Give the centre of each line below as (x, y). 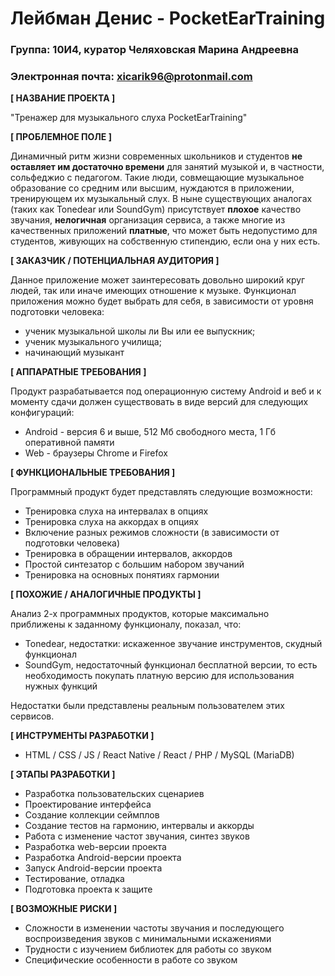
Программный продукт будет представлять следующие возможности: (161, 492)
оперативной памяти (69, 443)
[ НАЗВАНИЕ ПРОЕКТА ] (63, 98)
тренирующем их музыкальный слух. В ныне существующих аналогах (161, 199)
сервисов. (32, 716)
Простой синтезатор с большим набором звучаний (134, 564)
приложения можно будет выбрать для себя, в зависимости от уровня (162, 301)
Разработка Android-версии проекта (103, 858)
